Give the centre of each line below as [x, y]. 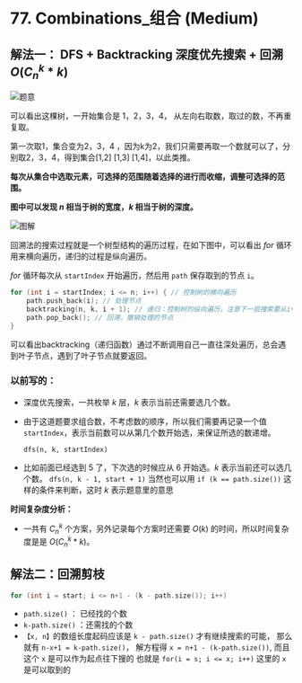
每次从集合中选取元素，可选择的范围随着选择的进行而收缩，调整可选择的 [143, 177]
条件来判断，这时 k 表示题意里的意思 [106, 490]
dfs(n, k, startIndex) [65, 449]
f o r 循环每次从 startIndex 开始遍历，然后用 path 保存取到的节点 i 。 [134, 276]
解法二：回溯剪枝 [57, 575]
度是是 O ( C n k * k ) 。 [59, 542]
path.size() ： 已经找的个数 [75, 614]
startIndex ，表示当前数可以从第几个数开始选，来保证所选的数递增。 [149, 432]
